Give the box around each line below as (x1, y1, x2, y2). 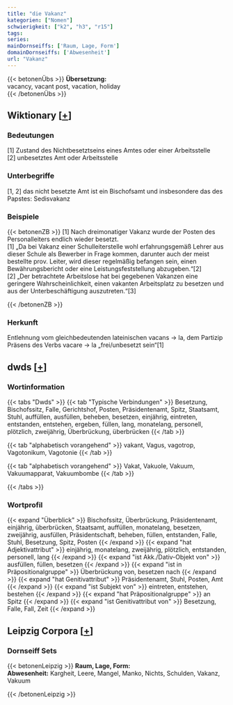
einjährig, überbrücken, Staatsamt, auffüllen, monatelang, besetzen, (7, 523, 202, 532)
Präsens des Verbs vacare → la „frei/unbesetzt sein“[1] (7, 341, 165, 349)
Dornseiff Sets (7, 646, 57, 656)
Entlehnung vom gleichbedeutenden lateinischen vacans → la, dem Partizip (7, 334, 223, 342)
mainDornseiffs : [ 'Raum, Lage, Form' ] (7, 42, 120, 49)
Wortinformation (7, 382, 65, 392)
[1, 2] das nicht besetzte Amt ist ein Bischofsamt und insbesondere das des (7, 187, 223, 195)
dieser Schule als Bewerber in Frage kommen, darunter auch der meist (7, 250, 210, 258)
